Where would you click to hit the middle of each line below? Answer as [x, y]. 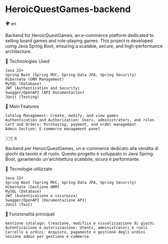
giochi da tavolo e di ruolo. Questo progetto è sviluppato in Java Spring [79, 154]
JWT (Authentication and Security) [43, 88]
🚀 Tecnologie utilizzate [29, 169]
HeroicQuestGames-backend [68, 9]
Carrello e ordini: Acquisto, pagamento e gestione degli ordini [75, 232]
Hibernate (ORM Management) [35, 79]
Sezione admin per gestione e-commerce [47, 236]
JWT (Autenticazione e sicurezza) [42, 196]
